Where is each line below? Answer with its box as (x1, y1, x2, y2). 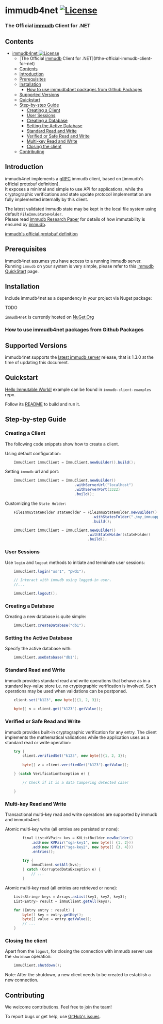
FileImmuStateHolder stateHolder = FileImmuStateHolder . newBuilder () (14, 510, 158, 515)
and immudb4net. (5, 817, 41, 822)
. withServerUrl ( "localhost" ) (74, 483, 133, 487)
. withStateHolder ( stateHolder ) (87, 532, 151, 537)
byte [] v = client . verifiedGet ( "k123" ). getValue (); (22, 763, 130, 768)
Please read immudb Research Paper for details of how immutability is (5, 216, 146, 222)
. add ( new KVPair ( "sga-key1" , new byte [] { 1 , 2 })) (31, 840, 133, 845)
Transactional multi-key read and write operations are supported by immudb (5, 811, 158, 817)
